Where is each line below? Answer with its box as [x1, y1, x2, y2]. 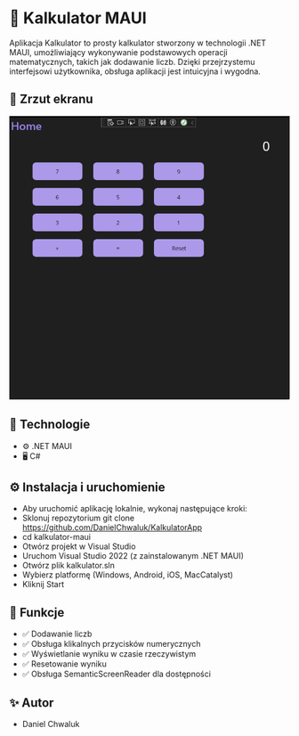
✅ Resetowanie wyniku [21, 658, 107, 669]
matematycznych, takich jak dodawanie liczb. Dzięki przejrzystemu [9, 56, 255, 67]
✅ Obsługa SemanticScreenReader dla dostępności [21, 668, 212, 680]
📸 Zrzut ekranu [9, 92, 93, 107]
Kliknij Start [21, 579, 65, 590]
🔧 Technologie [9, 417, 91, 432]
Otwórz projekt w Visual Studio [21, 541, 136, 552]
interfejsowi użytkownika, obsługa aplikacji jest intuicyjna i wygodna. [9, 66, 261, 77]
